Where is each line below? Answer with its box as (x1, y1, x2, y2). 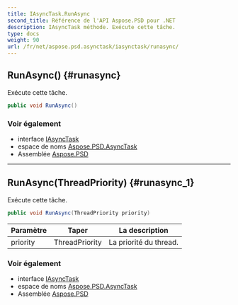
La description (118, 225, 169, 235)
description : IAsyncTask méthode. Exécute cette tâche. (7, 23, 176, 30)
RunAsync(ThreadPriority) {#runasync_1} (7, 177, 195, 189)
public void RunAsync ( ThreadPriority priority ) (7, 209, 151, 217)
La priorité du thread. (108, 237, 179, 247)
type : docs (7, 30, 40, 38)
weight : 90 (7, 37, 40, 44)
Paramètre (11, 225, 47, 235)
